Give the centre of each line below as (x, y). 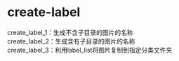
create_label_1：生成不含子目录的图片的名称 (70, 32)
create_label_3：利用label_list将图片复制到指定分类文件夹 (90, 50)
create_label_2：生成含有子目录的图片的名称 (71, 41)
